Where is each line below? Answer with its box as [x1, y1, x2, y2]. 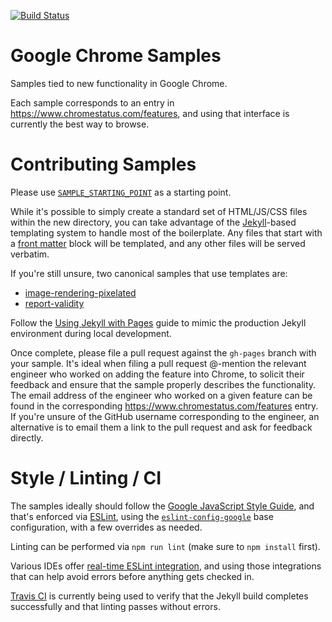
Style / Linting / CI [10, 467, 162, 490]
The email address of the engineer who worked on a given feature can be [10, 389, 313, 401]
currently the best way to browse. [10, 118, 150, 130]
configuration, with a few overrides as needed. [10, 521, 203, 533]
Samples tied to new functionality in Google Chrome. [10, 77, 228, 89]
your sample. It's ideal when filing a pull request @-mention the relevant [10, 357, 307, 369]
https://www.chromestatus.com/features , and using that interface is [10, 107, 290, 119]
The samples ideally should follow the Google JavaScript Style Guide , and [10, 500, 315, 512]
